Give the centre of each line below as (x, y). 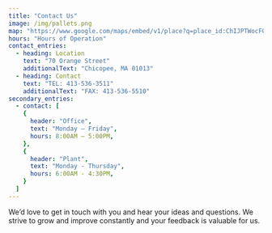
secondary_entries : (41, 99)
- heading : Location (50, 53)
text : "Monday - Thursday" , (77, 167)
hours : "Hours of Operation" (57, 38)
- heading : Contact (49, 76)
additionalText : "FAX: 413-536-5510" (87, 91)
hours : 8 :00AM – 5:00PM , (72, 136)
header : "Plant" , (59, 159)
